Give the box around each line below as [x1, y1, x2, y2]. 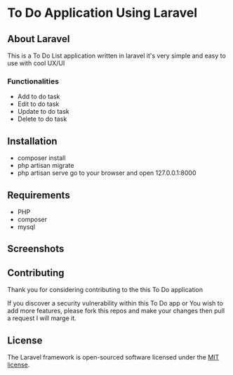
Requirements [7, 189, 70, 201]
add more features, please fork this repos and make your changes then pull [7, 307, 225, 315]
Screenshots [7, 243, 65, 255]
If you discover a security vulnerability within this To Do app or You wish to [7, 299, 223, 308]
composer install [17, 154, 66, 162]
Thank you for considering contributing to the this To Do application [7, 286, 204, 294]
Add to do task [17, 93, 60, 101]
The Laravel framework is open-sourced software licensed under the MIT [7, 353, 220, 361]
